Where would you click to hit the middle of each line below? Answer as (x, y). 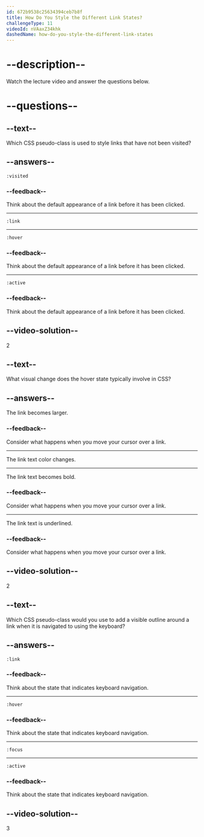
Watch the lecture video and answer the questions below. (78, 81)
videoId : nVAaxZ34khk (34, 29)
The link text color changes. (41, 459)
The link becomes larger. (37, 413)
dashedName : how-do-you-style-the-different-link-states (80, 35)
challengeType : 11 (29, 23)
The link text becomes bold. (41, 477)
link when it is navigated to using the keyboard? (66, 626)
